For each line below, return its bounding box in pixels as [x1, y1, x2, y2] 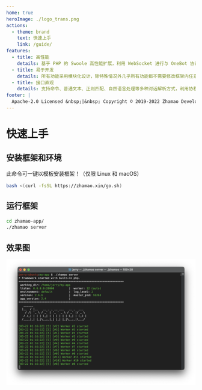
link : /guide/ [17, 42, 52, 48]
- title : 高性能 [11, 54, 50, 60]
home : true [6, 10, 34, 16]
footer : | [6, 92, 31, 99]
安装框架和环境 [6, 153, 62, 163]
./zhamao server [6, 224, 47, 231]
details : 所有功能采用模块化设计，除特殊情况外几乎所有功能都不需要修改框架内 [17, 73, 189, 79]
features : [6, 48, 31, 54]
